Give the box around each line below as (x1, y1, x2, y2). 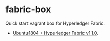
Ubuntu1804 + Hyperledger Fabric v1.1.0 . (12, 30, 98, 36)
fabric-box (5, 4, 51, 15)
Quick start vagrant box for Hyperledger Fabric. (5, 20, 105, 26)
